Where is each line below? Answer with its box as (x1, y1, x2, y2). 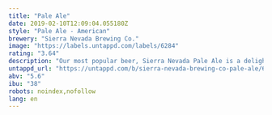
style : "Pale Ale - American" (8, 27, 111, 35)
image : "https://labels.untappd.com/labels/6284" (8, 42, 180, 50)
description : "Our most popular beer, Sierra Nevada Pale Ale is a (8, 57, 241, 66)
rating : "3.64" (8, 49, 60, 57)
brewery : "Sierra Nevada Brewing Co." (8, 34, 139, 43)
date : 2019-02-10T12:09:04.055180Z (8, 19, 129, 28)
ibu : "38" (8, 79, 42, 87)
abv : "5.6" (8, 72, 45, 80)
